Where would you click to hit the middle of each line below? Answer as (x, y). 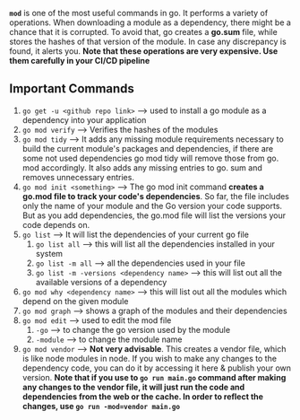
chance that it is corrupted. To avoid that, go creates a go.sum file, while (143, 32)
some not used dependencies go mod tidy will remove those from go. (150, 158)
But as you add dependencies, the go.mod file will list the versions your (154, 215)
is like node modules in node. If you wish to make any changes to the (150, 358)
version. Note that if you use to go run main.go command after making (154, 377)
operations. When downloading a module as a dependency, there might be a (150, 22)
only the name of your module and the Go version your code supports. (152, 206)
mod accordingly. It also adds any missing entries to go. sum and (142, 167)
